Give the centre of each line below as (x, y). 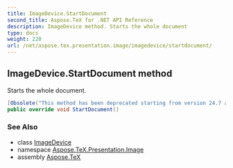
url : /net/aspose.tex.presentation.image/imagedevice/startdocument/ (110, 46)
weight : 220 (24, 39)
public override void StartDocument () (63, 109)
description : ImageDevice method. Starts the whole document (97, 26)
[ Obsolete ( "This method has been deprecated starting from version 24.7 (114, 103)
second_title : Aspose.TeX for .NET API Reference (80, 20)
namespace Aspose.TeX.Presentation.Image (80, 149)
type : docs (23, 33)
